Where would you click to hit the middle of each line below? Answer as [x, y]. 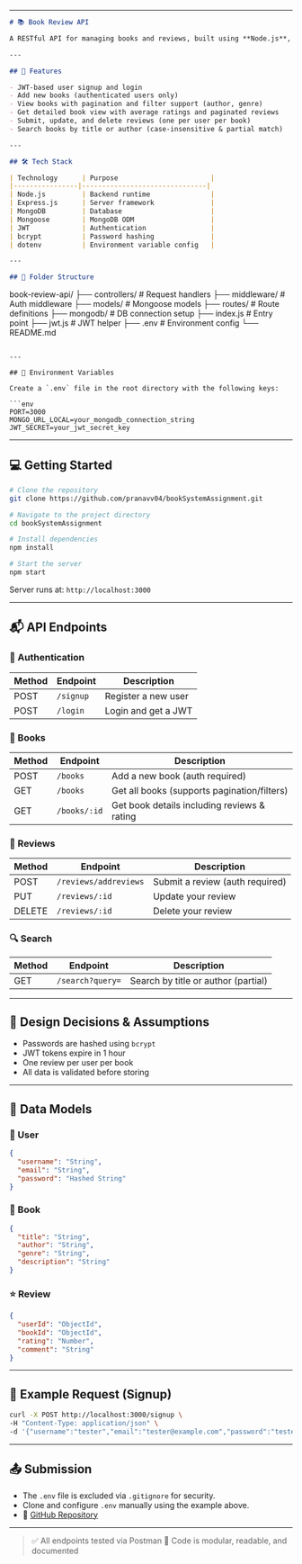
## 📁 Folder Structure [52, 277]
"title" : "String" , [54, 1237]
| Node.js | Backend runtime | [112, 194]
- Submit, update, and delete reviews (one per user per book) [130, 121]
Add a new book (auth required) [179, 776]
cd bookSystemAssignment [56, 523]
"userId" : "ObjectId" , [60, 1325]
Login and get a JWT [149, 710]
